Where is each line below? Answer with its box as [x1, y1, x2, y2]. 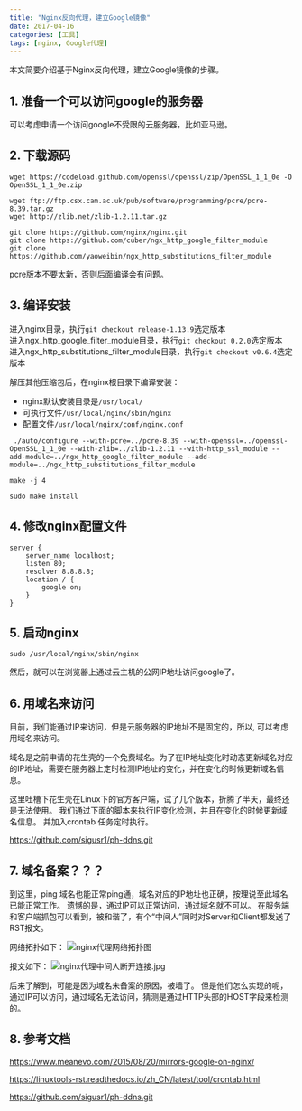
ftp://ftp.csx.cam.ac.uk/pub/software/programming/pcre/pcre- [29, 196, 269, 205]
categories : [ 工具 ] [9, 30, 80, 39]
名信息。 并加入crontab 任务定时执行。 [9, 816, 153, 827]
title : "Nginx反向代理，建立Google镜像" [9, 13, 151, 23]
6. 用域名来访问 [9, 695, 95, 711]
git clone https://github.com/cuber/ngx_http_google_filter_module [9, 236, 269, 245]
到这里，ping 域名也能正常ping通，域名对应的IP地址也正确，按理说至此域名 [9, 888, 288, 899]
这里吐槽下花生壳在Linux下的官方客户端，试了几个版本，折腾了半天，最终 [9, 794, 282, 805]
